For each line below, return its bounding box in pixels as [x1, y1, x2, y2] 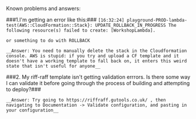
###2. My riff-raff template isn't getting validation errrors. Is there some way [6, 73, 191, 80]
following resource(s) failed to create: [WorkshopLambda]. [6, 27, 156, 33]
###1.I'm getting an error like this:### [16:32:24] [6, 16, 125, 23]
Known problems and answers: [6, 5, 81, 12]
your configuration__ [6, 107, 59, 113]
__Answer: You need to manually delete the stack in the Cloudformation [6, 48, 187, 54]
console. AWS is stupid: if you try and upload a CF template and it [6, 53, 180, 59]
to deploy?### [6, 86, 42, 93]
